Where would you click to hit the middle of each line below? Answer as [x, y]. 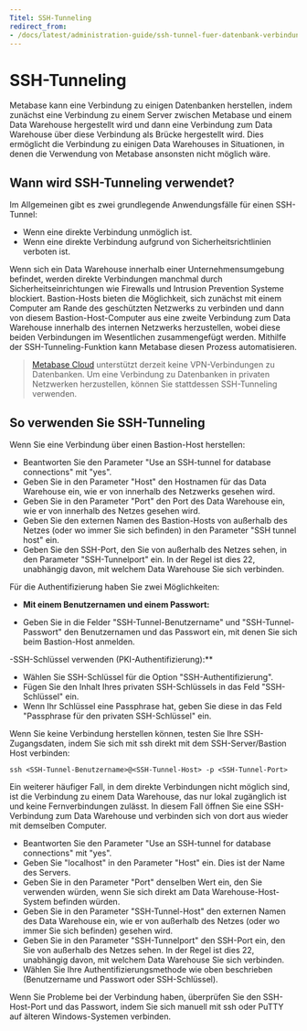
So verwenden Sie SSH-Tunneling [107, 423]
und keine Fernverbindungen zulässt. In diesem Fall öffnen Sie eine [136, 806]
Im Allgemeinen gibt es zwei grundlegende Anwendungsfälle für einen [142, 205]
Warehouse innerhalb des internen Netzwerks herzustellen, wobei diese [145, 328]
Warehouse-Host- [246, 891]
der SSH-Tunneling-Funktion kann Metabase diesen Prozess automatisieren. [153, 347]
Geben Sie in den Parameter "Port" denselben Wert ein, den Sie [143, 882]
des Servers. [47, 872]
